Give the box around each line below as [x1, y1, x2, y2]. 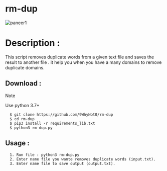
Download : [5, 79, 42, 88]
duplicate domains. [5, 64, 45, 70]
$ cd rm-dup [10, 116, 35, 121]
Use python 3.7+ [5, 102, 40, 108]
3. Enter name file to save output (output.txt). [10, 161, 115, 166]
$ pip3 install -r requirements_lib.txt [10, 121, 95, 126]
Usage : [5, 139, 30, 147]
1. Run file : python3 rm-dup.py [10, 152, 80, 157]
